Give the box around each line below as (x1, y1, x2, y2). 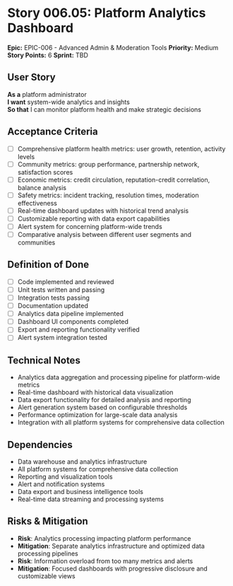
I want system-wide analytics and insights (7, 98, 131, 106)
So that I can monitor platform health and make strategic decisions (7, 105, 201, 114)
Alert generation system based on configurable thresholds (17, 403, 188, 411)
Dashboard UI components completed (17, 317, 129, 326)
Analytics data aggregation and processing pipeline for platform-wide (17, 373, 220, 382)
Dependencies (7, 438, 73, 450)
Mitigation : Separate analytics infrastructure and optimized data (17, 541, 205, 550)
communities (17, 238, 56, 247)
